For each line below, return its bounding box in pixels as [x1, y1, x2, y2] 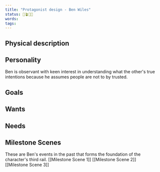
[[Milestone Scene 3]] [5, 162, 49, 168]
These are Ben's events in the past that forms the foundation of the [5, 151, 141, 157]
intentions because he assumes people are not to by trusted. [5, 74, 128, 80]
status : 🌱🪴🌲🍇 [5, 12, 33, 17]
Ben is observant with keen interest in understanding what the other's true [5, 69, 156, 75]
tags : [5, 21, 16, 26]
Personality [5, 56, 41, 64]
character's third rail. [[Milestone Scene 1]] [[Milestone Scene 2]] [5, 157, 136, 163]
